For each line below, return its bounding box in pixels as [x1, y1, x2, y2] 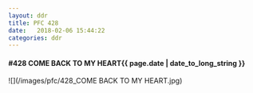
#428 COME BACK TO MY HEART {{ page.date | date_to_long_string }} [8, 58, 246, 68]
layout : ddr [8, 11, 48, 20]
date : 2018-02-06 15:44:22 [8, 26, 105, 34]
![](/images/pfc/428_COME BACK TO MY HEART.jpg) [8, 76, 183, 86]
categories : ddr [8, 33, 62, 42]
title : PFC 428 [8, 19, 59, 27]
